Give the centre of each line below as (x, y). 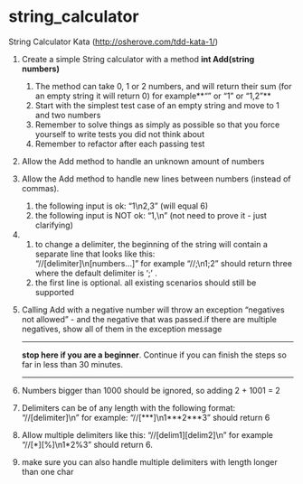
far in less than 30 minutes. (72, 364)
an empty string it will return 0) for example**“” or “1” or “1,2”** (153, 96)
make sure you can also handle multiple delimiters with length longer (149, 461)
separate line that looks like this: (95, 254)
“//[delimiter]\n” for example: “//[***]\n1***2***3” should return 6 (146, 417)
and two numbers (68, 115)
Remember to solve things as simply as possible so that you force (157, 125)
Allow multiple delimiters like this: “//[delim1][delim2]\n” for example (147, 434)
